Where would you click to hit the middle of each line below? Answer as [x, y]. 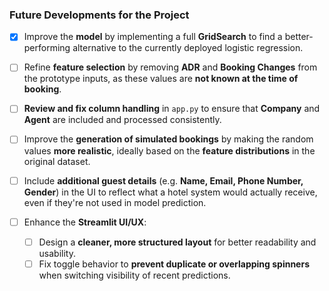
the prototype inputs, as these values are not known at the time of [161, 79]
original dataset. [57, 161]
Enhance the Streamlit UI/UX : [85, 222]
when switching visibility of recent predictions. [134, 275]
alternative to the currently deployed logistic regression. [188, 48]
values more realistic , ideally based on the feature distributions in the [169, 150]
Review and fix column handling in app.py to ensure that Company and [172, 109]
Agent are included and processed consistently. [122, 120]
